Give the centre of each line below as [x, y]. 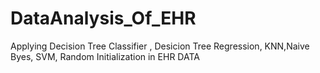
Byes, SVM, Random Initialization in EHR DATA [105, 56]
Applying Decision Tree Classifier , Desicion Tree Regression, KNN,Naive [160, 46]
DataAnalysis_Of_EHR [103, 18]
